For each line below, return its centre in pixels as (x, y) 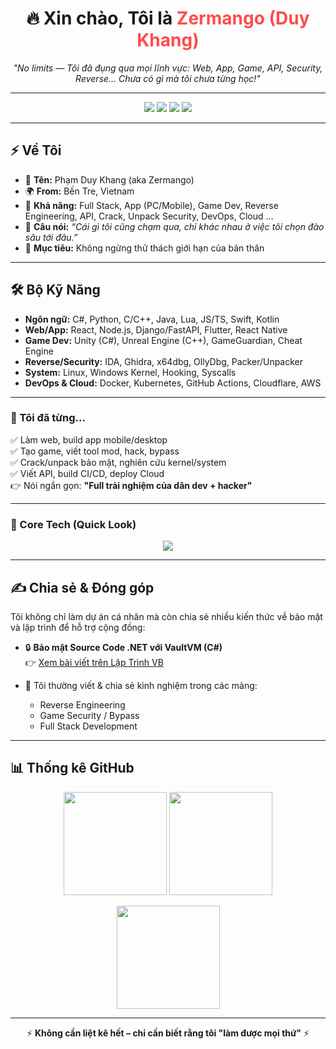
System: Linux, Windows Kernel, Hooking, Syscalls (130, 372)
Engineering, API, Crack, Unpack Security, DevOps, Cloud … (149, 216)
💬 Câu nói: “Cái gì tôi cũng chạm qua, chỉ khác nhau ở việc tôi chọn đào (174, 226)
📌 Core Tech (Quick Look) (73, 524)
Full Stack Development (88, 726)
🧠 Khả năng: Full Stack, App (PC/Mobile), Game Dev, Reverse (151, 205)
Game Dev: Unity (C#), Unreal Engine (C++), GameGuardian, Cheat (163, 340)
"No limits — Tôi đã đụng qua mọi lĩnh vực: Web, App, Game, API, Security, (168, 68)
